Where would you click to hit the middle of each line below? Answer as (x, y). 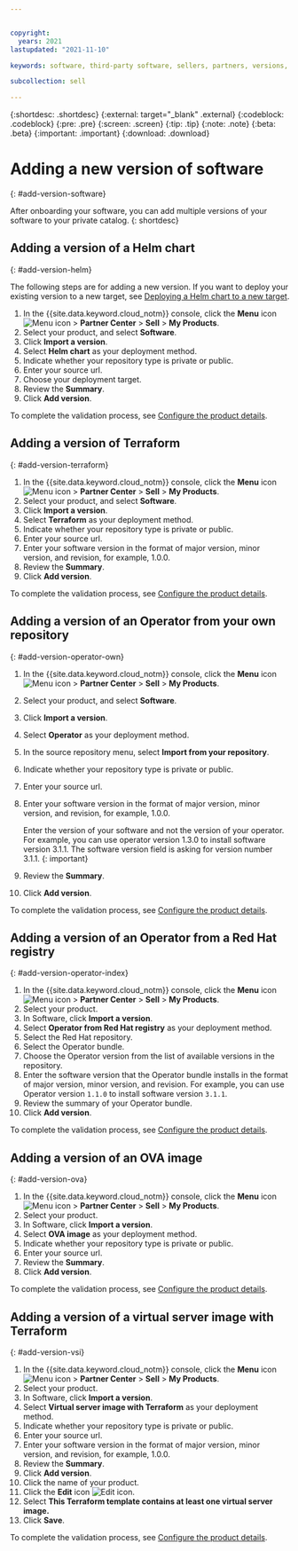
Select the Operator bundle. (74, 1047)
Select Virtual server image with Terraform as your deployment (141, 1406)
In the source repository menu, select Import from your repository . (146, 752)
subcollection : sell (48, 82)
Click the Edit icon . (79, 1492)
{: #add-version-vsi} (47, 1352)
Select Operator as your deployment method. (106, 735)
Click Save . (44, 1520)
